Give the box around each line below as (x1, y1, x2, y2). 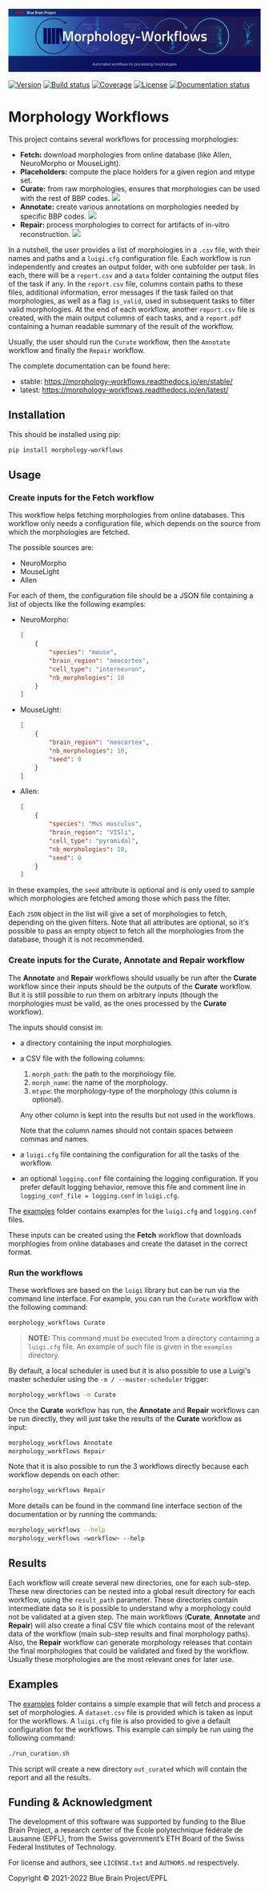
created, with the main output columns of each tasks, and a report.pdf (8, 313, 243, 323)
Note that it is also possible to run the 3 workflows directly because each (8, 1462, 249, 1471)
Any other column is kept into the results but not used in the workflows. (19, 1110, 256, 1119)
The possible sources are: (8, 543, 94, 552)
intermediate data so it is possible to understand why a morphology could (8, 1603, 251, 1613)
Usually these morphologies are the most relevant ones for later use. (8, 1654, 235, 1664)
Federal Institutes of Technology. (8, 1842, 117, 1852)
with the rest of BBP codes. (19, 193, 110, 203)
